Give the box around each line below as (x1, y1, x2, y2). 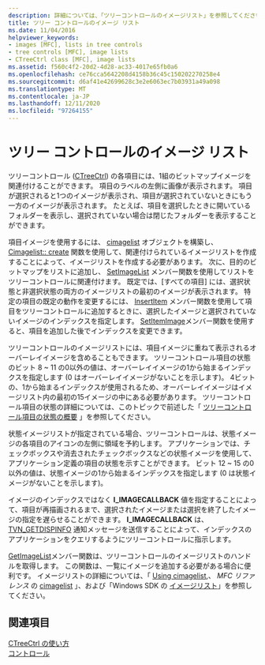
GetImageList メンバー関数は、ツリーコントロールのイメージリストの (8, 550, 231, 561)
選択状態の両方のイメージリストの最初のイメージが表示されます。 (28, 286, 243, 296)
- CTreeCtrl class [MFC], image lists (8, 56, 136, 64)
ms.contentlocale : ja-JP (8, 92, 90, 100)
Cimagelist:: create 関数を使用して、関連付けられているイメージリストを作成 (8, 246, 257, 257)
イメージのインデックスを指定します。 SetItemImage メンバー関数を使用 (14, 316, 248, 325)
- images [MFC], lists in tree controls (8, 41, 144, 49)
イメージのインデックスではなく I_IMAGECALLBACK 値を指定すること (8, 494, 237, 504)
